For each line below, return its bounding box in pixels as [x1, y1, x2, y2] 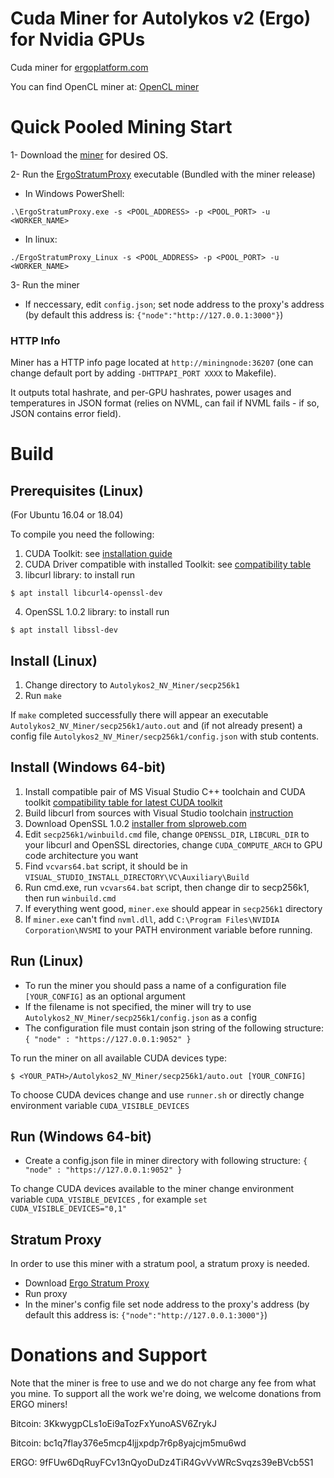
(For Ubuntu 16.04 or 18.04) [10, 509, 124, 521]
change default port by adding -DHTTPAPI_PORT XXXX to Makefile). [10, 367, 277, 379]
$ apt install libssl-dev [10, 625, 118, 636]
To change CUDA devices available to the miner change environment [10, 1183, 295, 1195]
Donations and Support [10, 1344, 208, 1367]
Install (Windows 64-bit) [10, 759, 167, 776]
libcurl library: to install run [24, 569, 135, 581]
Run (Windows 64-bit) [10, 1128, 152, 1145]
